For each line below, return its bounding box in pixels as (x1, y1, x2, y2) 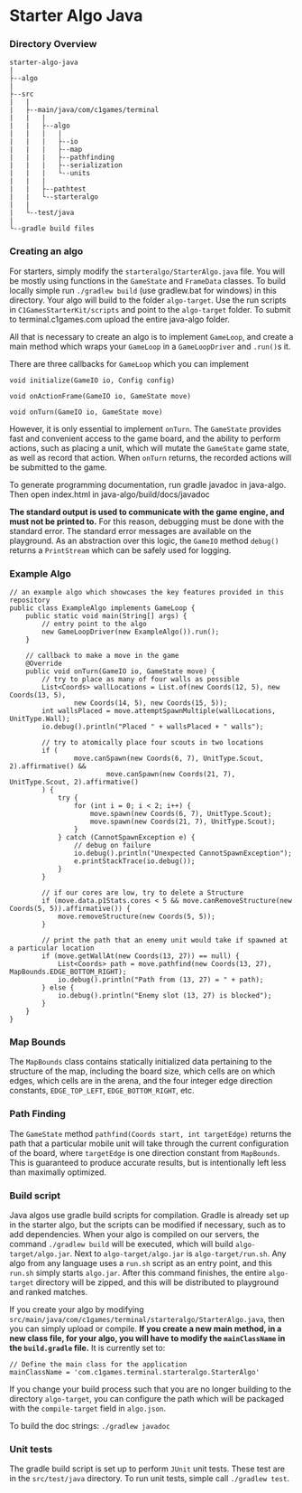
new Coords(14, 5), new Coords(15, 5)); (73, 699, 228, 708)
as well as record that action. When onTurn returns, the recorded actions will (9, 452, 292, 463)
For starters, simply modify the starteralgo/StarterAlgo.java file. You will (9, 266, 286, 277)
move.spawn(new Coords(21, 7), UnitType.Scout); (89, 817, 277, 827)
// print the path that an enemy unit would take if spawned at (41, 936, 288, 945)
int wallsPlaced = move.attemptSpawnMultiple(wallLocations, (41, 707, 277, 716)
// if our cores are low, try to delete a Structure (41, 888, 244, 897)
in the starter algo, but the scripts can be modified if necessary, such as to (9, 1219, 286, 1230)
